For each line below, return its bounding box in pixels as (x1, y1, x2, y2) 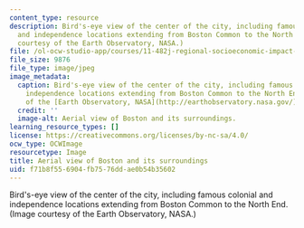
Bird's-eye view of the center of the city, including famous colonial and (9, 189, 273, 200)
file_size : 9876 (9, 55, 71, 64)
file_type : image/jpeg (9, 64, 95, 73)
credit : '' (17, 106, 59, 115)
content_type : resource (9, 13, 100, 23)
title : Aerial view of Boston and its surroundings (9, 156, 208, 166)
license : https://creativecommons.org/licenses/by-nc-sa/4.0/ (9, 131, 249, 140)
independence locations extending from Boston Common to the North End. (9, 199, 289, 210)
